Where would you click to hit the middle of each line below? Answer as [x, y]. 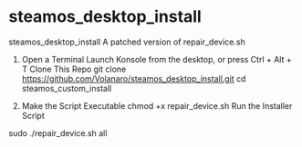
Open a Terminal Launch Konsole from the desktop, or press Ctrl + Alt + [157, 59]
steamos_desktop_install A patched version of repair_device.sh [127, 42]
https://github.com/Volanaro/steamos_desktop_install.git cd [134, 78]
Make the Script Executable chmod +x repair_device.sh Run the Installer [157, 105]
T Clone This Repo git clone [74, 69]
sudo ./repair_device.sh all [58, 132]
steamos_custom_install [67, 88]
